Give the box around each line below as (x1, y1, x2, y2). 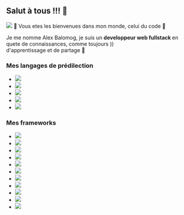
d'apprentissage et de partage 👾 (6, 46, 85, 53)
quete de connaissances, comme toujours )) (6, 40, 114, 48)
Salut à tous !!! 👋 (6, 6, 68, 16)
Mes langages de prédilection (6, 61, 94, 69)
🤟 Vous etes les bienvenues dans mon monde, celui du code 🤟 (13, 22, 166, 30)
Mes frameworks (6, 119, 56, 127)
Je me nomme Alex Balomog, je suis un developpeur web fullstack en (6, 34, 179, 41)
